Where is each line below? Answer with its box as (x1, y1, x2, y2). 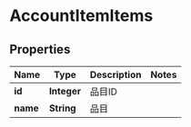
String (48, 102, 76, 114)
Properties (9, 42, 71, 57)
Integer (48, 85, 82, 97)
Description (89, 69, 142, 81)
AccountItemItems (9, 5, 154, 26)
